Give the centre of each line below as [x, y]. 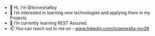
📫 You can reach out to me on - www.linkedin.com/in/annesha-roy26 [79, 28]
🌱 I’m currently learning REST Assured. [48, 23]
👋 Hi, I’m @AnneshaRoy [33, 8]
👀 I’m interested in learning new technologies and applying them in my [80, 13]
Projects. [18, 18]
